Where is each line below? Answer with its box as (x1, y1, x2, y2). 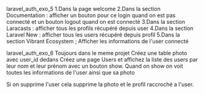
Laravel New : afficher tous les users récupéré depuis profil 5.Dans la (6, 31, 180, 38)
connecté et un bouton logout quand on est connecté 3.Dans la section (6, 18, 185, 25)
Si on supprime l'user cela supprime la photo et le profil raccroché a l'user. (6, 81, 194, 88)
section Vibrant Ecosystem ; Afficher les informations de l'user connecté (6, 38, 189, 45)
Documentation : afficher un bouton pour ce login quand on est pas (6, 12, 176, 19)
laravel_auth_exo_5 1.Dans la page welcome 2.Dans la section (6, 5, 161, 12)
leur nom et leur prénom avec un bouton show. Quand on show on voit (6, 62, 183, 70)
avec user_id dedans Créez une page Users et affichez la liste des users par (6, 56, 199, 63)
